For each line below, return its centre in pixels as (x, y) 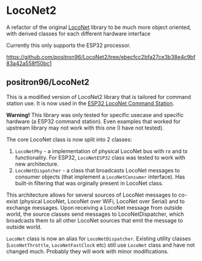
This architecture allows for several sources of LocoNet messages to (92, 195)
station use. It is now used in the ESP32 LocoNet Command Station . (90, 103)
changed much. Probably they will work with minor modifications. (87, 251)
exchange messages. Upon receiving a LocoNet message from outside (94, 207)
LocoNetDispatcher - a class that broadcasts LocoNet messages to (97, 170)
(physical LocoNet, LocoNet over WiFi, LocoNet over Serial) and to (102, 201)
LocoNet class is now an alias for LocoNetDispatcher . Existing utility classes (99, 238)
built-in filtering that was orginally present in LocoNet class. (89, 183)
